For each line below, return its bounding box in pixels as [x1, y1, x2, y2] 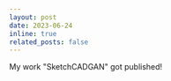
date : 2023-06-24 [9, 21, 73, 30]
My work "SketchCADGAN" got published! [9, 62, 163, 72]
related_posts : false [9, 37, 89, 47]
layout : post [9, 12, 57, 22]
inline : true [9, 29, 57, 38]
